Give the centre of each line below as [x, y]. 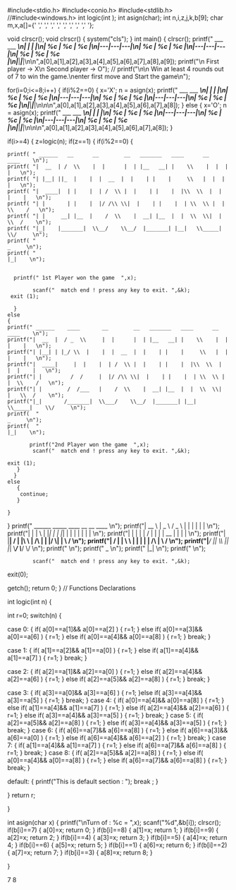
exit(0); [18, 574]
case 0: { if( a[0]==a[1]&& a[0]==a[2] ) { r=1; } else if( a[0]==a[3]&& [105, 629]
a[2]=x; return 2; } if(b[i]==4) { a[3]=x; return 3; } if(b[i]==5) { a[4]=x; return [117, 837]
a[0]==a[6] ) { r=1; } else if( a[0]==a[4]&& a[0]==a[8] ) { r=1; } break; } [109, 636]
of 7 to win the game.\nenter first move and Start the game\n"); [99, 76]
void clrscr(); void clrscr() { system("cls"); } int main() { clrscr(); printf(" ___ [115, 39]
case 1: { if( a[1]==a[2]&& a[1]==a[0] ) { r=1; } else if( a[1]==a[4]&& [103, 650]
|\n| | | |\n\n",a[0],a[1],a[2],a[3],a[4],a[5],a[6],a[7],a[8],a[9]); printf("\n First [113, 61]
